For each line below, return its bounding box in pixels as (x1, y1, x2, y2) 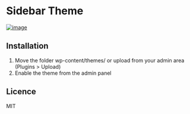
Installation (6, 41, 49, 51)
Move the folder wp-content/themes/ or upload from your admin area (14, 56, 185, 64)
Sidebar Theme (6, 4, 84, 18)
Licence (6, 87, 37, 97)
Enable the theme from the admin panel (14, 69, 112, 77)
